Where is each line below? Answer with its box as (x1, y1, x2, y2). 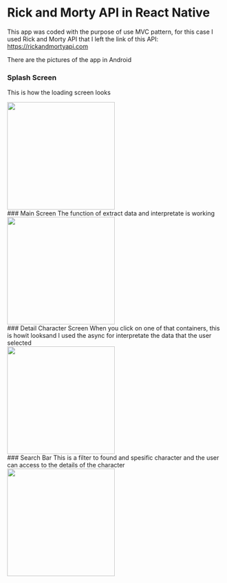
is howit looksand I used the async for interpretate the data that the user (7, 332, 212, 340)
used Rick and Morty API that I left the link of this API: (7, 34, 159, 43)
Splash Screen (7, 72, 57, 82)
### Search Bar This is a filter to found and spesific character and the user (7, 454, 219, 462)
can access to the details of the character (7, 461, 125, 469)
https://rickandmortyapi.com (7, 42, 89, 50)
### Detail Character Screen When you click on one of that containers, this (7, 324, 220, 332)
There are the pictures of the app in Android (7, 55, 132, 63)
